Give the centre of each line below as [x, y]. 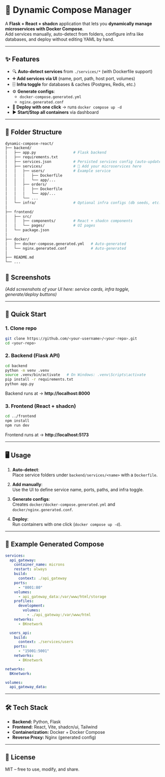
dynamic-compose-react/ [29, 143]
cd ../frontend [21, 416]
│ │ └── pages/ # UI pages [50, 226]
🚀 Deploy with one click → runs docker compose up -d [67, 107]
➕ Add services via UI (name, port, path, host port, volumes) [74, 78]
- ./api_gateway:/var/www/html [59, 615]
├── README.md [20, 258]
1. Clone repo [21, 328]
